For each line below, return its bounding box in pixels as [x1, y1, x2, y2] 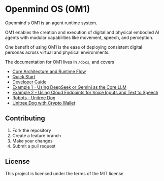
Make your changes [12, 138, 53, 144]
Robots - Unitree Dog [12, 95, 56, 101]
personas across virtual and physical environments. [5, 49, 110, 55]
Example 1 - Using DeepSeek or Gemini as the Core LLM [12, 84, 127, 90]
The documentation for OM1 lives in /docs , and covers [5, 59, 115, 65]
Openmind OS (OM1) [5, 3, 90, 15]
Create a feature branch [12, 132, 61, 139]
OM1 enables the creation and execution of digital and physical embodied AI [5, 29, 160, 35]
